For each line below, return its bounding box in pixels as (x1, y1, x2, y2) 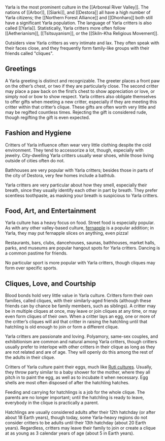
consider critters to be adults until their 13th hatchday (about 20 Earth (5, 420, 146, 426)
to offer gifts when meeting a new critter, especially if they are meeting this (5, 99, 157, 105)
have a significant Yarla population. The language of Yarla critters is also (5, 20, 152, 26)
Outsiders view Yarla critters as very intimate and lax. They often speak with (5, 40, 160, 46)
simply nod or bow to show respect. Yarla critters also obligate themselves (5, 93, 157, 99)
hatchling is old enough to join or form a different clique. (5, 324, 119, 330)
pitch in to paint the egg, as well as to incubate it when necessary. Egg (5, 374, 148, 380)
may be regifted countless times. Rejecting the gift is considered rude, (5, 109, 148, 115)
